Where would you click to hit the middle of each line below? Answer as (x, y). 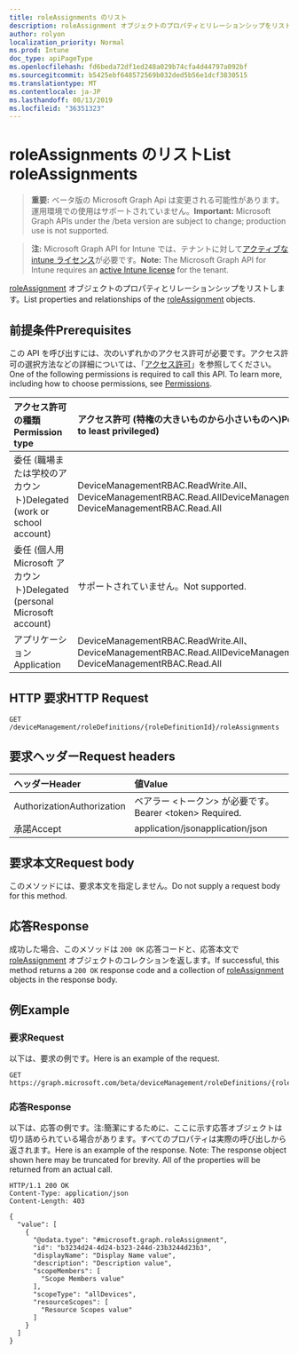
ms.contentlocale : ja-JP (55, 91)
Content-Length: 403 (47, 1201)
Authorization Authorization (70, 806)
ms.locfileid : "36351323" (57, 108)
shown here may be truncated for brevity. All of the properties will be (135, 1160)
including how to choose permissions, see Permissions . (111, 384)
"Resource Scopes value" (87, 1310)
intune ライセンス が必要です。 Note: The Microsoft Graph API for (149, 260)
